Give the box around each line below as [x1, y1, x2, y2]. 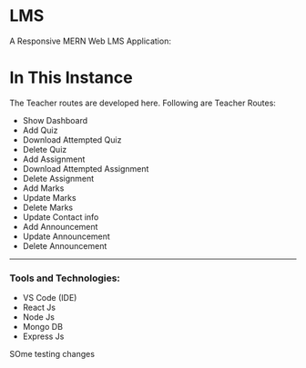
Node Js [22, 312, 55, 323]
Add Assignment [22, 154, 86, 164]
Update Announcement [22, 231, 111, 242]
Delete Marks [22, 202, 74, 213]
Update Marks [22, 192, 76, 203]
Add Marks [22, 183, 65, 194]
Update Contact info [22, 211, 99, 223]
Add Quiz [22, 124, 58, 135]
